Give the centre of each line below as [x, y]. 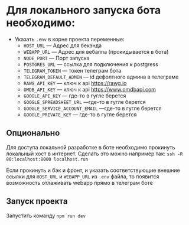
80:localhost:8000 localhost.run [47, 159]
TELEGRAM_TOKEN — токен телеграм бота [72, 70]
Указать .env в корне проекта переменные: [70, 39]
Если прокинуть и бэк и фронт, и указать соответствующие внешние [93, 170]
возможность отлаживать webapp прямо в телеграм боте [80, 182]
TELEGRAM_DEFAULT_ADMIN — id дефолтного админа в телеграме [101, 77]
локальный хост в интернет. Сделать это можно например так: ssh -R [94, 154]
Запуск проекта [37, 201]
